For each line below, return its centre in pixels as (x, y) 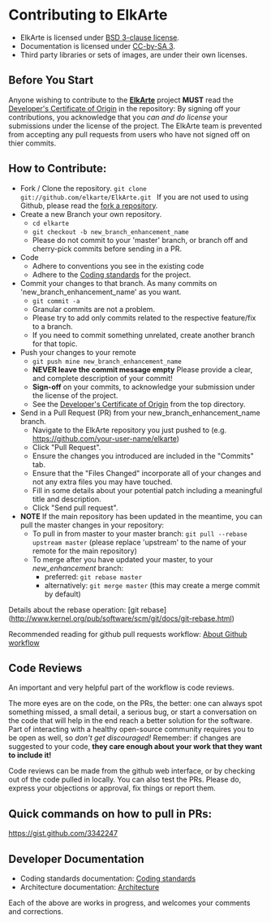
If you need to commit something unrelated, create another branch (144, 335)
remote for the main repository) (85, 551)
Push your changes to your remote (78, 352)
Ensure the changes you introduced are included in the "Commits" (143, 456)
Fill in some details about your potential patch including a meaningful (147, 490)
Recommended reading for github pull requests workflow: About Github (128, 634)
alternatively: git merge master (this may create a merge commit (152, 585)
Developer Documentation (76, 859)
